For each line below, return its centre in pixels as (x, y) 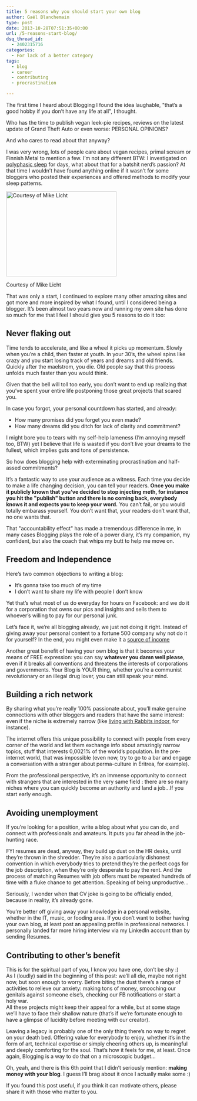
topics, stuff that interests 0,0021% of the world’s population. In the (87, 751)
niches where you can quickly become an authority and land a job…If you (95, 788)
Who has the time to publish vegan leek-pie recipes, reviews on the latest (95, 123)
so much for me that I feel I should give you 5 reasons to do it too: (86, 315)
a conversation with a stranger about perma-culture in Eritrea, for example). (98, 764)
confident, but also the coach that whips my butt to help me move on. (90, 540)
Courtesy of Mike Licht (34, 285)
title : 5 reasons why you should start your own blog (74, 12)
